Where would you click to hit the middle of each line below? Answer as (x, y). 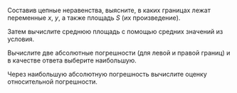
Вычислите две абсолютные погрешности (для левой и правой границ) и (119, 53)
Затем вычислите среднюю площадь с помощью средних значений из (115, 32)
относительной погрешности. (53, 82)
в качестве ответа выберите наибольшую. (72, 60)
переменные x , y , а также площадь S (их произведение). (94, 18)
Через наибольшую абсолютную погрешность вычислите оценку (107, 74)
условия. (21, 39)
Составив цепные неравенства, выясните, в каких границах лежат (109, 10)
